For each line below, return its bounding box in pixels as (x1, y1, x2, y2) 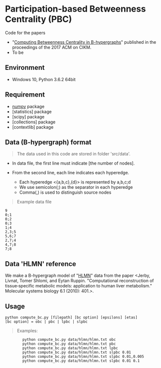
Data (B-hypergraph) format (5, 138, 92, 146)
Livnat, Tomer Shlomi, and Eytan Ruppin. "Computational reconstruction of (5, 278, 154, 284)
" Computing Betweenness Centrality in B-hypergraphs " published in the (12, 39, 157, 45)
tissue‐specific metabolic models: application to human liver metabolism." (5, 283, 152, 289)
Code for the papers (5, 30, 46, 35)
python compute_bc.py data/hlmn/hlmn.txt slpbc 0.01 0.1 (22, 358, 140, 363)
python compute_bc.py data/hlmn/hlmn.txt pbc (22, 341, 116, 346)
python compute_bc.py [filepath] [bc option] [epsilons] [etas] (5, 315, 138, 320)
